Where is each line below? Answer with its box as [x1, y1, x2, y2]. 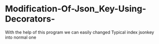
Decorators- [5, 13, 56, 24]
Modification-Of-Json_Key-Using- [5, 3, 146, 14]
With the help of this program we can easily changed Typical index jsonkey [5, 29, 155, 35]
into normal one [5, 34, 36, 40]
